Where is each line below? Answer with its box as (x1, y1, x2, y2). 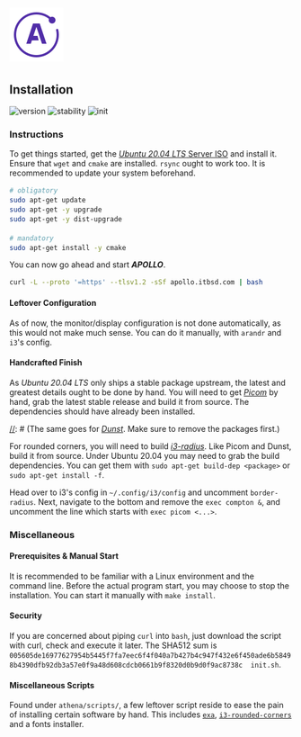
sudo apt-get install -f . (9, 469, 105, 480)
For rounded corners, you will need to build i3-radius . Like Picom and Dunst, (9, 440, 292, 452)
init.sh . (250, 660, 281, 670)
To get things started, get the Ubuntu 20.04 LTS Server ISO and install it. (9, 148, 278, 159)
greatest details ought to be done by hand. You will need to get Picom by (9, 386, 279, 398)
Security (9, 610, 42, 621)
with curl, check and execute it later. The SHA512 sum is (9, 640, 217, 651)
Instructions (9, 128, 65, 140)
